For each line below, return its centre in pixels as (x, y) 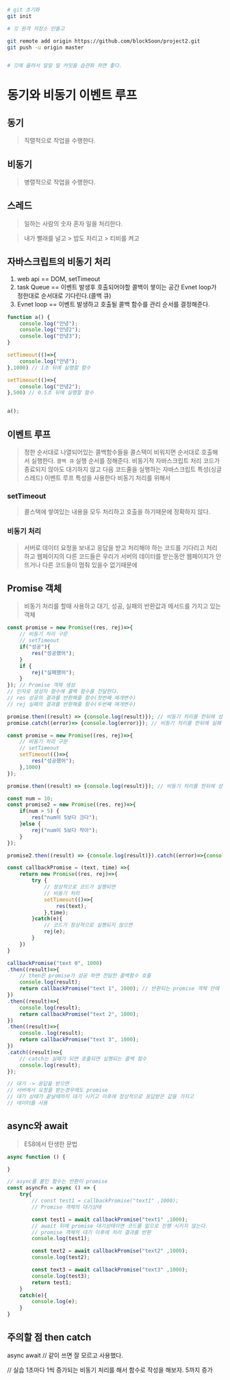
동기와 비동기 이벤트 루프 (72, 95)
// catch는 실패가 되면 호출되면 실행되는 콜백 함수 (83, 1059)
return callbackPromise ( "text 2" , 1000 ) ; (79, 1014)
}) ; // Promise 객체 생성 (41, 685)
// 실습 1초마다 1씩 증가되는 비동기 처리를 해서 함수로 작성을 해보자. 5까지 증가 (110, 1370)
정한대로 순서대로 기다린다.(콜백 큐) (64, 296)
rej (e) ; (55, 932)
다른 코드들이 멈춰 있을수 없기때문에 (90, 564)
